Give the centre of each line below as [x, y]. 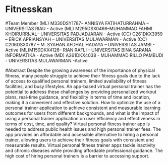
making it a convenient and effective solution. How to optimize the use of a [83, 102]
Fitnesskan [29, 9]
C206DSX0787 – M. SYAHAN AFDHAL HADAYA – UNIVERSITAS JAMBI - [80, 44]
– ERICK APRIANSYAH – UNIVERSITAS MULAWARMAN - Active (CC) [76, 39]
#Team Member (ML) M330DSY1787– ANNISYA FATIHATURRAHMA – [77, 23]
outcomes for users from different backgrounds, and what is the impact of [82, 113]
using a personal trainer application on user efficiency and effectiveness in [83, 118]
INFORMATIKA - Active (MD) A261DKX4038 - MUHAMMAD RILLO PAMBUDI [85, 55]
